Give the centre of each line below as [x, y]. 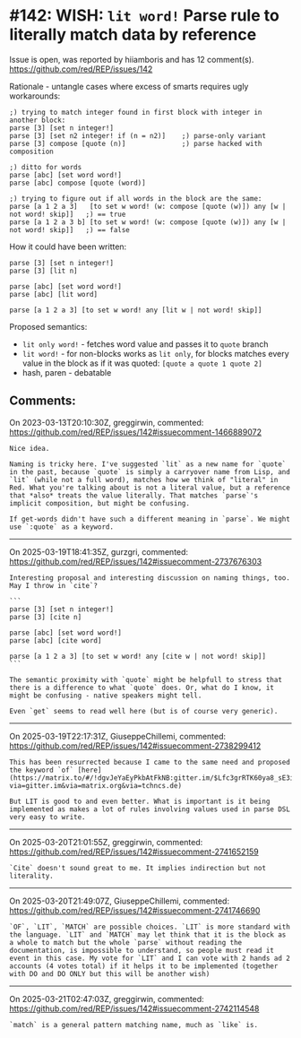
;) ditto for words [46, 167]
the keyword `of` [42, 770]
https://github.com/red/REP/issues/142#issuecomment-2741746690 [135, 910]
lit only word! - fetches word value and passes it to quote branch [145, 344]
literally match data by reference [133, 35]
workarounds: [35, 96]
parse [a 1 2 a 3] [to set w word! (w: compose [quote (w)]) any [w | [148, 206]
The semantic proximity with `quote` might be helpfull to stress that [146, 679]
